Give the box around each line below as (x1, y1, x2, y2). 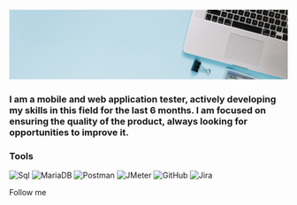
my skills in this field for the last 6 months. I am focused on (9, 103, 267, 116)
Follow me (9, 187, 47, 198)
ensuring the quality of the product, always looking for (9, 115, 247, 127)
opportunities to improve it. (9, 125, 130, 138)
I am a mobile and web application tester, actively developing (9, 93, 277, 105)
